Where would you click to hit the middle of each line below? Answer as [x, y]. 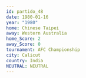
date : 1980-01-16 [27, 17]
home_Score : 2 [24, 39]
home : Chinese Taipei [33, 28]
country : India [25, 60]
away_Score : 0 [24, 45]
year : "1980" [22, 22]
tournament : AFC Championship [43, 50]
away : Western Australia [37, 33]
